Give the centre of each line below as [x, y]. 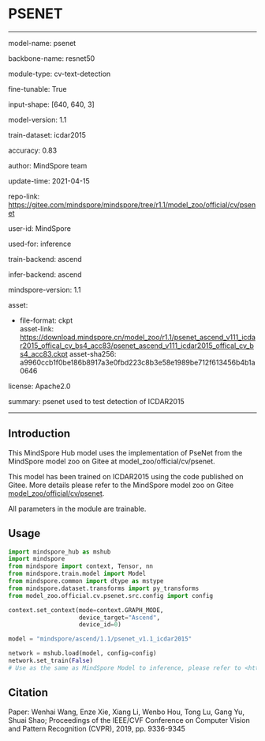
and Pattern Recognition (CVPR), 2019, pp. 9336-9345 [97, 728]
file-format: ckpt [46, 320]
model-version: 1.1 [37, 119]
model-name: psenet [42, 43]
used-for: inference [40, 244]
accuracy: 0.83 [33, 150]
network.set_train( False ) [50, 661]
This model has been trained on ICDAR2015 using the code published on [126, 476]
